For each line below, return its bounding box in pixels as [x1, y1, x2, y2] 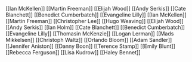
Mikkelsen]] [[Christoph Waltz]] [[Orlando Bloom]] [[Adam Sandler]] [5, 37, 172, 43]
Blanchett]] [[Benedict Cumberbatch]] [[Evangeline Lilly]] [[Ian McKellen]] [5, 11, 187, 18]
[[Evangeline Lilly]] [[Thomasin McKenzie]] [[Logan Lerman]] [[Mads [5, 30, 174, 37]
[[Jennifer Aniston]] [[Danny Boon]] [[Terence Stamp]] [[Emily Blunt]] [5, 43, 175, 50]
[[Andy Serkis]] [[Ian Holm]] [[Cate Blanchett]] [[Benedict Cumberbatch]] [5, 24, 185, 31]
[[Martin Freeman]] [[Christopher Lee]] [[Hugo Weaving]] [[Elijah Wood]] [5, 18, 184, 24]
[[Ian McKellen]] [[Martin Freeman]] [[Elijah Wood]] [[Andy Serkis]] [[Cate [5, 5, 186, 12]
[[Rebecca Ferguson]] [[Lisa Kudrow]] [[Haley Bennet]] [5, 49, 141, 56]
